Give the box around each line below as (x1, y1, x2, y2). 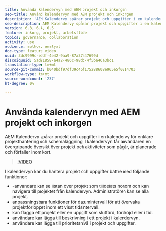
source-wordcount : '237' (5, 76, 56, 81)
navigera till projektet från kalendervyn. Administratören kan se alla (12, 188, 149, 194)
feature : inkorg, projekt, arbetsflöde (5, 30, 87, 35)
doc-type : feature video (5, 48, 56, 53)
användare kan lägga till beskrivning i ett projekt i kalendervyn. (12, 215, 140, 221)
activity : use (5, 40, 35, 45)
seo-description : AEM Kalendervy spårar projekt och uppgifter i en (5, 21, 149, 26)
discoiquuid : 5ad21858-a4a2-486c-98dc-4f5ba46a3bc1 (5, 58, 114, 63)
